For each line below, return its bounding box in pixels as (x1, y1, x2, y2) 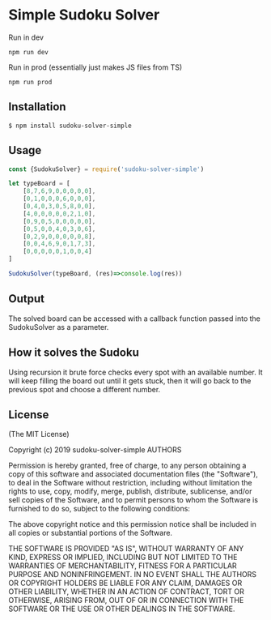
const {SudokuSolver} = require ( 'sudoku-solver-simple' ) (8, 165, 205, 173)
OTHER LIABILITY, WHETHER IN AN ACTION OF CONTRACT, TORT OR (8, 587, 244, 596)
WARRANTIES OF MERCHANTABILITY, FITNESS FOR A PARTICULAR (8, 561, 237, 571)
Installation (8, 100, 66, 114)
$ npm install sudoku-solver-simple (8, 122, 132, 130)
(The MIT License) (8, 430, 70, 439)
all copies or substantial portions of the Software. (8, 528, 172, 538)
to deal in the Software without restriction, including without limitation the (8, 478, 252, 488)
